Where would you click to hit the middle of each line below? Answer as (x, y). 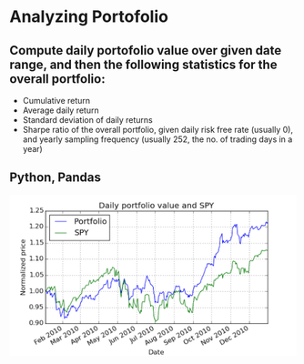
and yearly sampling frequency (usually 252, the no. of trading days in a (157, 139)
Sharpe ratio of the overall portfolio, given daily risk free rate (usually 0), (158, 130)
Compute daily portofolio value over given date (146, 51)
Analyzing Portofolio (89, 17)
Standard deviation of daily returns (87, 120)
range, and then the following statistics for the (143, 64)
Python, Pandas (56, 178)
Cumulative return (56, 101)
